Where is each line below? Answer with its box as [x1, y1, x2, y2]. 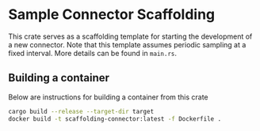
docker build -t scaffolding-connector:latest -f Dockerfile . [8, 114, 222, 123]
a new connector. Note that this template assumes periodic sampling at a [8, 39, 247, 49]
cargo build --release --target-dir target [8, 107, 155, 115]
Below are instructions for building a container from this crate [8, 92, 208, 102]
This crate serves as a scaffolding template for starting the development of [8, 32, 253, 41]
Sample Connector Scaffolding [8, 6, 216, 24]
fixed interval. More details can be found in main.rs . [8, 48, 177, 58]
